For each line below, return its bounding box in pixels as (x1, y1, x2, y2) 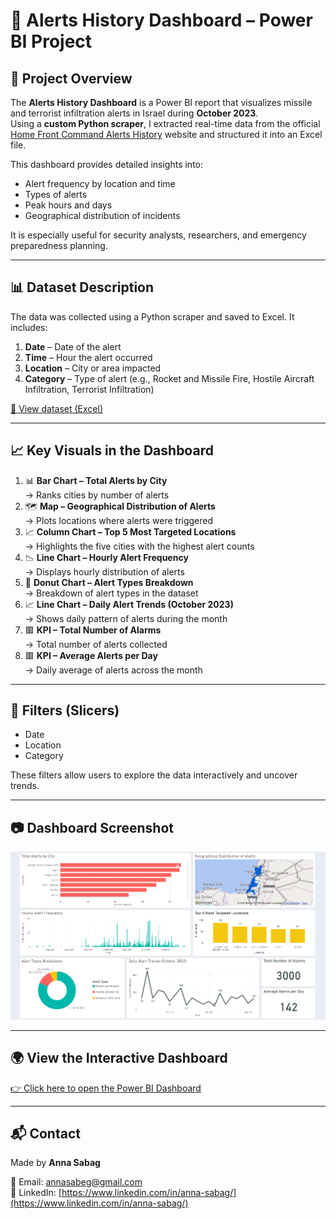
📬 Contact (10, 1125, 81, 1142)
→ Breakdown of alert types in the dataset (24, 587, 199, 599)
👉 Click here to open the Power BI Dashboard (10, 1082, 202, 1094)
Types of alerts (24, 189, 88, 200)
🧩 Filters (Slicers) (10, 702, 120, 719)
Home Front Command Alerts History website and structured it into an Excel (10, 129, 323, 140)
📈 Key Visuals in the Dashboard (10, 442, 214, 459)
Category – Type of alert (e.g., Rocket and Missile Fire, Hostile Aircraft (24, 372, 315, 384)
